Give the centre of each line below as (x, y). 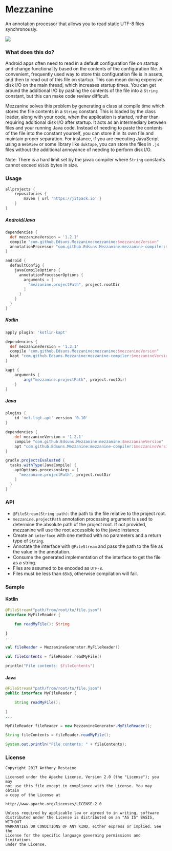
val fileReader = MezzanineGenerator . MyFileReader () (63, 647)
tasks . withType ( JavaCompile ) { (43, 465)
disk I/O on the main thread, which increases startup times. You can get (81, 85)
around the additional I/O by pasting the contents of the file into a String (81, 90)
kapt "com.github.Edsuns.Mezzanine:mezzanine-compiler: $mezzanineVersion (90, 356)
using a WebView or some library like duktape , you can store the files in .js (82, 144)
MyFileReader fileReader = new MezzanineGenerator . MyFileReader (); (79, 726)
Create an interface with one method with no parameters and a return (87, 535)
